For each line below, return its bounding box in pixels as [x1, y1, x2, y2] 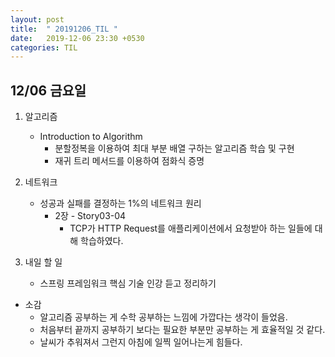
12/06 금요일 [10, 82, 87, 99]
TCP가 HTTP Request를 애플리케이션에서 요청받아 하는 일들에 [69, 222, 313, 235]
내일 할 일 [24, 256, 63, 268]
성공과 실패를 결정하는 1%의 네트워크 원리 [39, 197, 202, 210]
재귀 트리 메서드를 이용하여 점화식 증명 [54, 155, 205, 167]
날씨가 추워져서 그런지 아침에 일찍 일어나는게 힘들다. [39, 336, 243, 348]
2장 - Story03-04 [54, 210, 127, 222]
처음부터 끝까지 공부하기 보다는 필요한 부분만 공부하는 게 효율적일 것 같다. [39, 324, 326, 336]
